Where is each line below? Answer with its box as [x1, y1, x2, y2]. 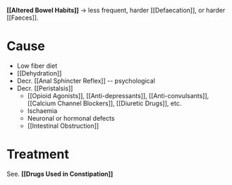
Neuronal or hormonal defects [27, 114, 115, 122]
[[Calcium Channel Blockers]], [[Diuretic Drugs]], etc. [27, 99, 182, 107]
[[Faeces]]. [6, 13, 39, 22]
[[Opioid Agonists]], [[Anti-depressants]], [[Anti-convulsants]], [27, 91, 209, 100]
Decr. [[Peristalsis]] [16, 84, 73, 92]
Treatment [6, 146, 70, 162]
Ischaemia [27, 106, 58, 115]
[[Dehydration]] [16, 68, 62, 77]
